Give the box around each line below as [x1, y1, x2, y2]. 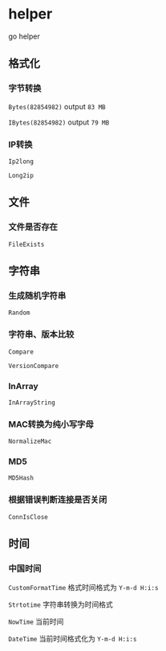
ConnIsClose [8, 513, 48, 521]
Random [8, 309, 30, 317]
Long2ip [8, 171, 34, 179]
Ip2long [8, 158, 34, 166]
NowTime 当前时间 [8, 616, 64, 627]
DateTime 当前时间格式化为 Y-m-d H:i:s [8, 634, 137, 644]
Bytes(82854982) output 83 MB [8, 101, 106, 111]
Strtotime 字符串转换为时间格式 [8, 600, 114, 609]
